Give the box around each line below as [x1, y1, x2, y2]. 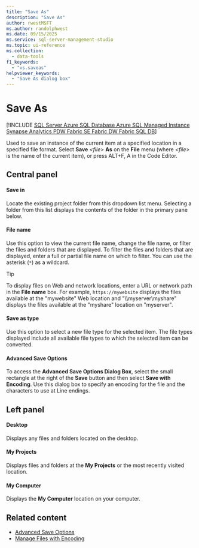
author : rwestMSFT [6, 20, 52, 26]
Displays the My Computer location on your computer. [6, 495, 140, 502]
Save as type [6, 315, 39, 322]
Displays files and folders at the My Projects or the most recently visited [6, 462, 184, 469]
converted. [6, 341, 33, 348]
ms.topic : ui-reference [6, 43, 66, 49]
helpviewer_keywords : [6, 70, 60, 76]
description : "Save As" [6, 14, 66, 20]
